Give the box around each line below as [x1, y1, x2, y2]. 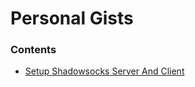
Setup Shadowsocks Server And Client [24, 65, 185, 77]
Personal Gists [10, 7, 134, 30]
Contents [10, 43, 57, 57]
